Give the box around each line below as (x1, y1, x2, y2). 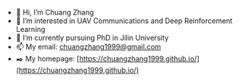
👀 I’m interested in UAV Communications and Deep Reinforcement (15, 16, 233, 26)
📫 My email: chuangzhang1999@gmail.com (15, 42, 161, 51)
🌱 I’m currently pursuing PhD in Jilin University (15, 33, 169, 42)
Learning (15, 25, 45, 34)
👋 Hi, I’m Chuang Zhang (15, 8, 94, 17)
